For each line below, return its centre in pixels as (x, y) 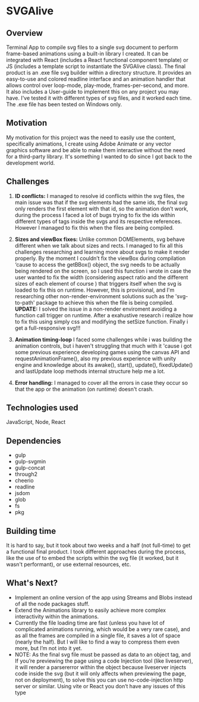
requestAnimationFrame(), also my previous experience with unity (95, 358)
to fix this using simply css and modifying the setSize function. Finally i (101, 321)
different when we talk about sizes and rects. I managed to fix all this (99, 245)
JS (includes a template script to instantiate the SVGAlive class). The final (96, 66)
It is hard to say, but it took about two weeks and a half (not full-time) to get (98, 545)
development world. (31, 163)
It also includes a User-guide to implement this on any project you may (93, 92)
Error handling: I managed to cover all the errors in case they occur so (101, 382)
